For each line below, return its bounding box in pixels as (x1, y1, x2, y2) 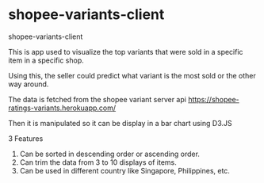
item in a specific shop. (8, 55, 85, 65)
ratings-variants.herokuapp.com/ (8, 103, 117, 112)
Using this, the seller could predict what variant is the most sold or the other (8, 71, 256, 80)
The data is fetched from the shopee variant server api (8, 94, 186, 104)
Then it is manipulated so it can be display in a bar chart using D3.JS (8, 118, 232, 128)
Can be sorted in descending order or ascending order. (19, 149, 201, 158)
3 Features (8, 133, 44, 143)
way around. (8, 79, 49, 89)
